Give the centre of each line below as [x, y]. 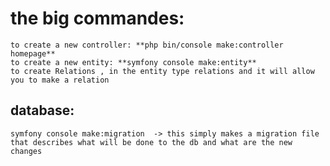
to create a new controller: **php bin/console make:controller [147, 45]
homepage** [33, 53]
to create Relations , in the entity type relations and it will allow [162, 71]
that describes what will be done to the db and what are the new [151, 142]
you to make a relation [60, 80]
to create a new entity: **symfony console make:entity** [133, 62]
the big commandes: [97, 18]
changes [26, 151]
